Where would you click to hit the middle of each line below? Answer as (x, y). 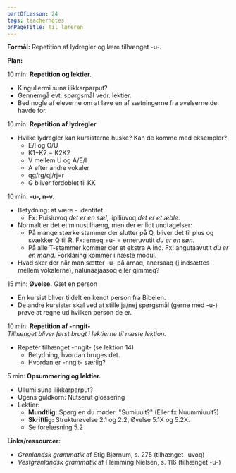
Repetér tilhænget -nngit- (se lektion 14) (76, 347)
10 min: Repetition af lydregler (52, 124)
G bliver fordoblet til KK (62, 183)
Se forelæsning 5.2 (55, 427)
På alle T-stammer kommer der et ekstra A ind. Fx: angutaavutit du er (128, 248)
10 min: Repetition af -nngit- (49, 326)
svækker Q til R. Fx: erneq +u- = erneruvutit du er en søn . (111, 240)
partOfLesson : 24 (33, 14)
